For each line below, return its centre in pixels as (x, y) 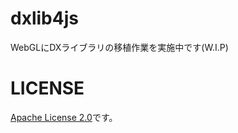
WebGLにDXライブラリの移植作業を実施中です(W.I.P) (119, 47)
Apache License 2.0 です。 (64, 117)
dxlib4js (44, 18)
